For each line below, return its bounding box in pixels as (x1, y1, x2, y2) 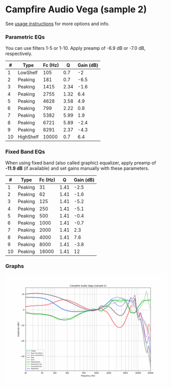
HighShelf (17, 134, 39, 140)
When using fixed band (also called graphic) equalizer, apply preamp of (5, 160, 156, 166)
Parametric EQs (5, 33, 45, 41)
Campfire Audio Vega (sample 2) (5, 4, 147, 15)
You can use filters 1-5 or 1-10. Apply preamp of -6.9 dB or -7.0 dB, (5, 45, 146, 51)
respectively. (5, 50, 32, 57)
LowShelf (17, 69, 38, 76)
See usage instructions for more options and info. (5, 21, 110, 27)
